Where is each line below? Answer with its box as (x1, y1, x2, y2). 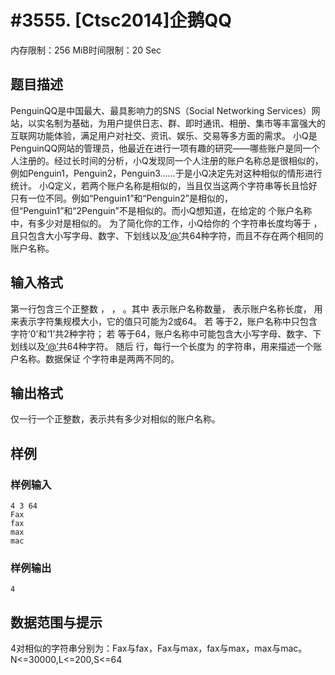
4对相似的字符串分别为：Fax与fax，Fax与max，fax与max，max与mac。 (10, 642, 308, 655)
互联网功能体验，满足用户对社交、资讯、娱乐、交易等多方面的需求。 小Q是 (10, 129, 318, 141)
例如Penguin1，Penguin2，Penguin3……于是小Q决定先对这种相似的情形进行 (10, 167, 323, 179)
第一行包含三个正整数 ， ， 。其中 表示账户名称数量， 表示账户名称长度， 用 (10, 302, 323, 315)
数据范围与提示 (10, 614, 103, 631)
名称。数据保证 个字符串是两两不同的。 (18, 352, 180, 365)
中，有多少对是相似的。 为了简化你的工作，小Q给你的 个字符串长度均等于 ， (10, 217, 323, 229)
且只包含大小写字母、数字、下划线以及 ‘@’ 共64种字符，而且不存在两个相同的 (10, 229, 324, 241)
